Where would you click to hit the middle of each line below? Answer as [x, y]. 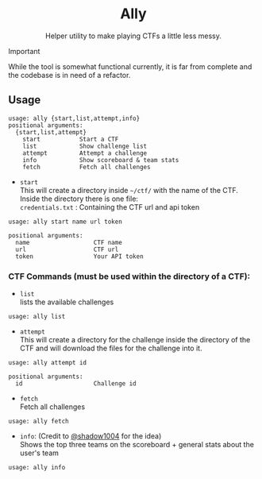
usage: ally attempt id [48, 363]
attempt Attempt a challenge [85, 153]
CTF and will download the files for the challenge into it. [111, 348]
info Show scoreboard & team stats [101, 160]
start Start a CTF [71, 139]
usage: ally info [37, 468]
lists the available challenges [67, 302]
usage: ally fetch [39, 422]
